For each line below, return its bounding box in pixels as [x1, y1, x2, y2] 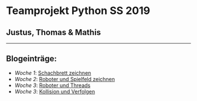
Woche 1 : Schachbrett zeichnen [14, 69, 91, 76]
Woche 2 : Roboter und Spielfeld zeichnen [14, 75, 116, 82]
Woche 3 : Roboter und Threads [14, 82, 91, 89]
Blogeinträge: [6, 54, 57, 64]
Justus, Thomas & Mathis [6, 27, 101, 37]
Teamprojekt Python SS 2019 [6, 4, 151, 18]
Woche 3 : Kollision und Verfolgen [14, 88, 96, 95]
